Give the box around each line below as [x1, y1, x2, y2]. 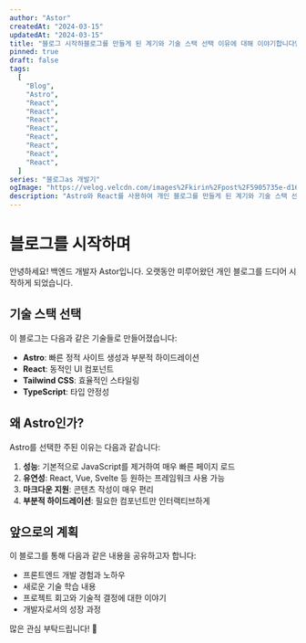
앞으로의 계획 [9, 524, 79, 540]
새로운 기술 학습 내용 [22, 581, 97, 592]
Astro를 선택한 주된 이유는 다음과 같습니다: [9, 441, 161, 452]
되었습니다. [33, 277, 74, 288]
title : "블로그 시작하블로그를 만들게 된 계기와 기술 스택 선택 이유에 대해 [9, 38, 254, 48]
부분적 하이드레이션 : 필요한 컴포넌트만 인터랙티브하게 [22, 495, 211, 506]
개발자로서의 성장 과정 [22, 604, 102, 615]
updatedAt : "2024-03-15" [9, 30, 104, 39]
